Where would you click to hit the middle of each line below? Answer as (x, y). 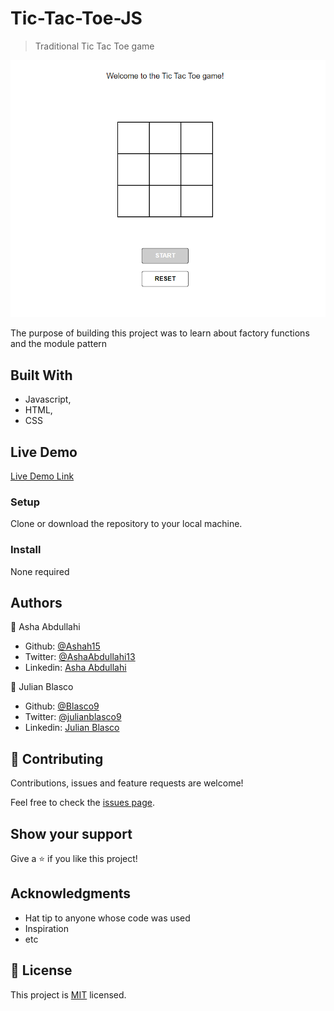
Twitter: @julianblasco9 (73, 717)
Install (26, 550)
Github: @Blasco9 (62, 706)
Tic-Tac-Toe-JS (76, 18)
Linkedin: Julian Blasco (72, 728)
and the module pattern (59, 344)
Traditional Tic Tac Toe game (94, 46)
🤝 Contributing (57, 758)
